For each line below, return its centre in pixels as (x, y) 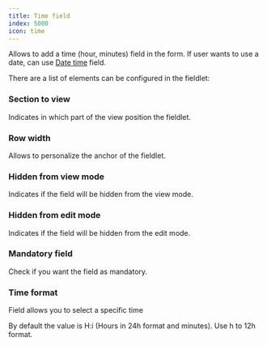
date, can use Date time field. (57, 62)
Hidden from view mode (57, 177)
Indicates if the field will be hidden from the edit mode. (100, 233)
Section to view (40, 100)
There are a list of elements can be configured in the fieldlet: (109, 79)
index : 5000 (28, 23)
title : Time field (39, 16)
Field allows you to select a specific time (76, 310)
